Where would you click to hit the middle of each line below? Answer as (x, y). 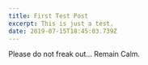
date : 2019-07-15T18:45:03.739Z (63, 31)
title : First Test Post (49, 16)
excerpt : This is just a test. (61, 24)
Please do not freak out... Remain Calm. (74, 54)
